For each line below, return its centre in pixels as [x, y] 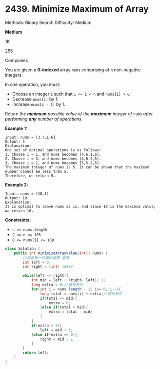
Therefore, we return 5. [30, 176]
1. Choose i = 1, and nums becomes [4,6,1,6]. [53, 154]
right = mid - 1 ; [58, 339]
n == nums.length [30, 230]
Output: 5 [15, 142]
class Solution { [23, 248]
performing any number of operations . [44, 119]
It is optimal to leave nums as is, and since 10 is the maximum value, [80, 206]
